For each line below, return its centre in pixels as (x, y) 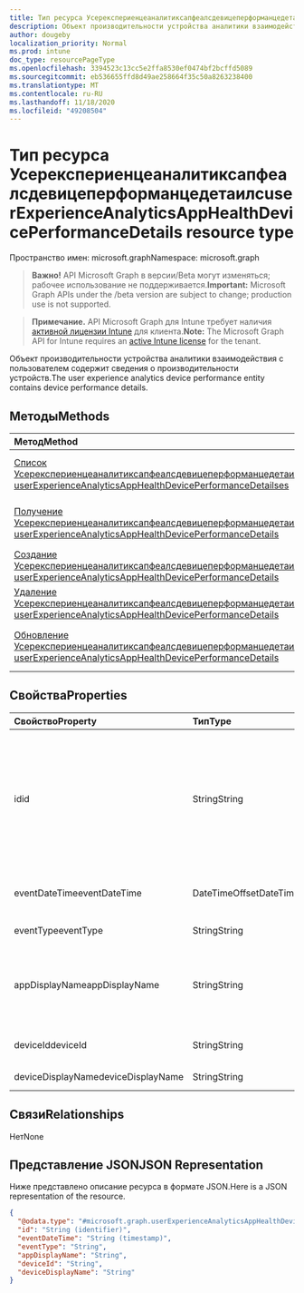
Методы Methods (60, 416)
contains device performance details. (79, 387)
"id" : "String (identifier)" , (74, 1230)
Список (30, 462)
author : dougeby (40, 34)
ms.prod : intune (40, 52)
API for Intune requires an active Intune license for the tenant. (146, 341)
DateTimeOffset (226, 893)
